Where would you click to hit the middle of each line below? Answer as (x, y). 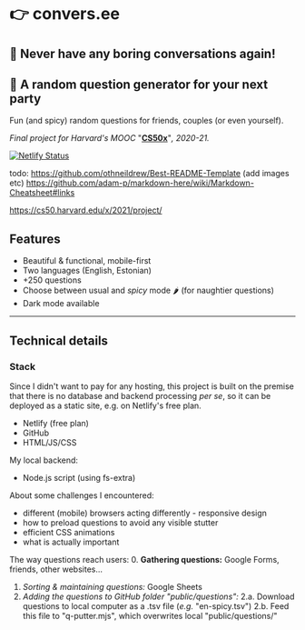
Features (35, 239)
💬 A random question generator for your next (139, 84)
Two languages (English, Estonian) (87, 271)
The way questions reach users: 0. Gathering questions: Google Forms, (144, 559)
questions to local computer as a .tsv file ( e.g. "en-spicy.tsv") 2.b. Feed (156, 605)
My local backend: (44, 460)
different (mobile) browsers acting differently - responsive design (145, 513)
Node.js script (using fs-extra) (79, 477)
